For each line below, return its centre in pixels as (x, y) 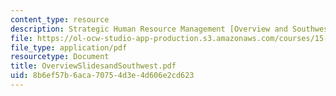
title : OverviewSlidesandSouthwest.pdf (93, 66)
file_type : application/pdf (69, 47)
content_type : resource (60, 19)
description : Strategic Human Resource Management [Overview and (149, 29)
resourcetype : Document (60, 57)
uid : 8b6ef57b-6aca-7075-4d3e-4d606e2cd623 (102, 76)
